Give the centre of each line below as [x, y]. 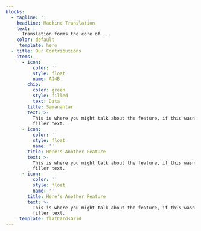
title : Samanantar [50, 107]
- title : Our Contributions [46, 51]
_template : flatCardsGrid [49, 219]
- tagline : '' [29, 17]
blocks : [15, 12]
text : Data [46, 101]
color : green [49, 90]
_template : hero [37, 46]
